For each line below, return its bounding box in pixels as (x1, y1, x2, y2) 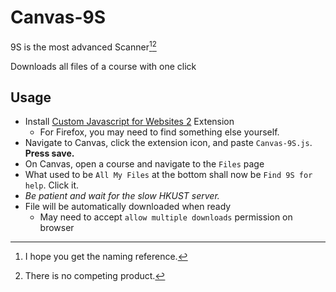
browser (39, 222, 75, 234)
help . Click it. (24, 179, 80, 191)
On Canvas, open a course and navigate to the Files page (24, 158, 265, 170)
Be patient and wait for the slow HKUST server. (24, 190, 220, 202)
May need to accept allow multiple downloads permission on (39, 211, 293, 223)
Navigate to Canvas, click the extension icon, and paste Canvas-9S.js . (24, 137, 313, 149)
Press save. (24, 147, 75, 160)
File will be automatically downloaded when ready (24, 201, 232, 213)
